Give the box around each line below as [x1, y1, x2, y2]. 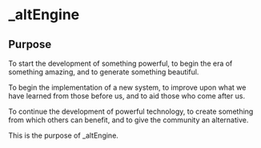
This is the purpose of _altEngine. [8, 130, 118, 140]
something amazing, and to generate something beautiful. [8, 67, 199, 77]
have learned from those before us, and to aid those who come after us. [8, 91, 246, 101]
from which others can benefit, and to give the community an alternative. [8, 115, 249, 125]
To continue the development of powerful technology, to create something [8, 106, 254, 116]
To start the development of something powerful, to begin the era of [8, 58, 233, 68]
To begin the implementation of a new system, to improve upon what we [8, 82, 247, 92]
